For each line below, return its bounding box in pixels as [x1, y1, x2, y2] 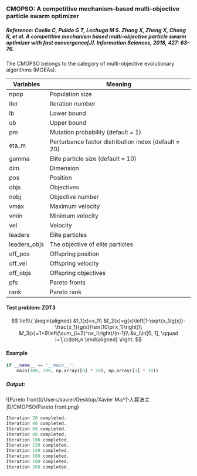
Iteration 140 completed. [6, 448, 69, 454]
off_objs [9, 268, 31, 277]
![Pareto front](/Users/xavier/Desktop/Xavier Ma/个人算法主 [6, 396, 150, 403]
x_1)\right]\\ [115, 324, 142, 331]
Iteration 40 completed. [6, 420, 67, 426]
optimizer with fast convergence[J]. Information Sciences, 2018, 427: [6, 39, 180, 46]
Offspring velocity [49, 259, 99, 267]
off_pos [9, 250, 30, 258]
